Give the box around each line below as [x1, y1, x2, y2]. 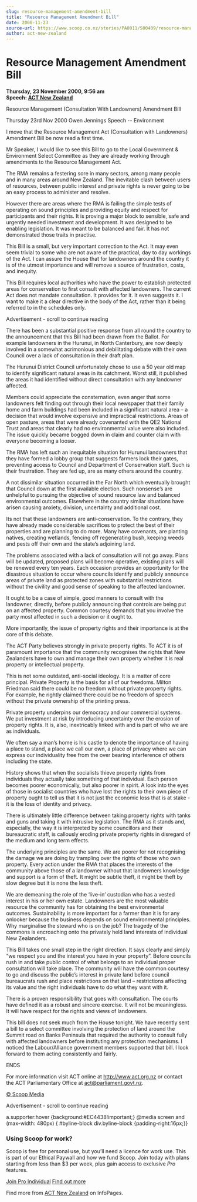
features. [6, 1167, 28, 1174]
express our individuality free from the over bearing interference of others [6, 752, 185, 759]
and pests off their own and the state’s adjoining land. [6, 540, 135, 547]
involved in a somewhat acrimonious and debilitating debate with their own [6, 346, 186, 353]
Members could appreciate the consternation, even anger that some [6, 394, 171, 401]
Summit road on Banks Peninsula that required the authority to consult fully [6, 1031, 188, 1039]
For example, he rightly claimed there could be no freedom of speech [6, 691, 174, 698]
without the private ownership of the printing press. [6, 698, 130, 705]
